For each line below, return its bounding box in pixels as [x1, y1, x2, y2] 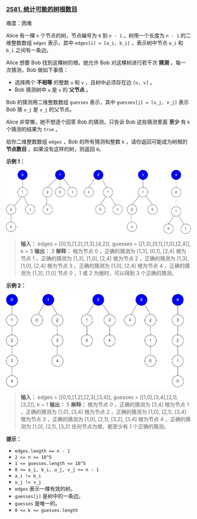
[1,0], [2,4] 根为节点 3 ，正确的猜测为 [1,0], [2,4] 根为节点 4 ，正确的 [20, 262, 185, 269]
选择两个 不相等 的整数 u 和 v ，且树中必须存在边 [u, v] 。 [14, 79, 155, 86]
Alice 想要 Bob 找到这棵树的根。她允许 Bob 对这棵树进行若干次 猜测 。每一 [6, 59, 186, 66]
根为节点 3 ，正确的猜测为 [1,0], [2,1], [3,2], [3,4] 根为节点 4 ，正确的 [20, 416, 186, 423]
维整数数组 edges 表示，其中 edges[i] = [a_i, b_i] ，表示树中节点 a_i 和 [6, 39, 184, 46]
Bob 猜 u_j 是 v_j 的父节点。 [6, 106, 75, 113]
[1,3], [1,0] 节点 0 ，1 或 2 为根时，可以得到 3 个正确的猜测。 [32, 269, 177, 276]
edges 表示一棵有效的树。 [14, 485, 76, 493]
